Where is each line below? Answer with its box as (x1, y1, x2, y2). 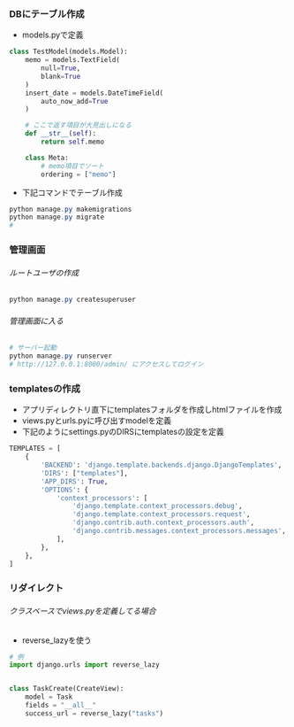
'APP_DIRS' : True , (41, 476, 109, 486)
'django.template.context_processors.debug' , (72, 502, 243, 511)
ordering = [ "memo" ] (41, 170, 117, 179)
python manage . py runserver (9, 352, 113, 360)
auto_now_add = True (41, 97, 109, 105)
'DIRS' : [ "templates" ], (41, 468, 128, 477)
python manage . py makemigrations (9, 205, 132, 213)
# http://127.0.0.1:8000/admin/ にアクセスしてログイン (9, 360, 204, 369)
